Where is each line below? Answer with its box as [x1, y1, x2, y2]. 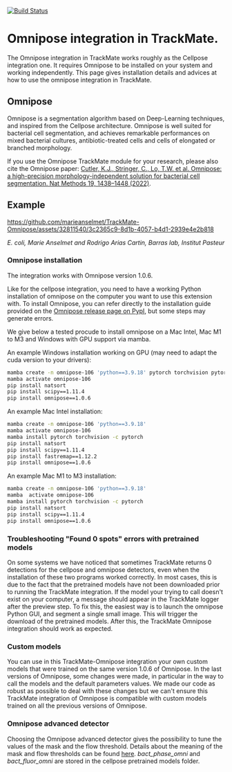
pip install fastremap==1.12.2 [7, 453, 97, 460]
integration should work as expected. [7, 624, 113, 633]
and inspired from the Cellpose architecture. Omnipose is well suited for [7, 121, 212, 129]
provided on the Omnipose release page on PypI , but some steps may [7, 307, 206, 315]
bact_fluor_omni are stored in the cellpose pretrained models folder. [7, 757, 200, 765]
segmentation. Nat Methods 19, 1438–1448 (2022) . [7, 179, 151, 187]
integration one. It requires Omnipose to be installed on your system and [7, 61, 213, 69]
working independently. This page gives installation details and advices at [7, 68, 217, 76]
